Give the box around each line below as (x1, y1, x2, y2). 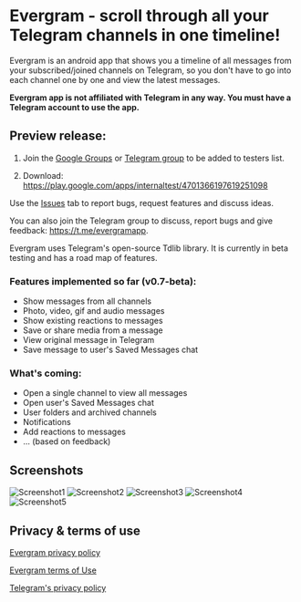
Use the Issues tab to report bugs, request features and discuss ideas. (9, 197, 274, 208)
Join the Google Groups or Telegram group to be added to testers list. (22, 152, 285, 163)
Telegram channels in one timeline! (9, 25, 281, 46)
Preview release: (9, 129, 107, 144)
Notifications (22, 417, 71, 428)
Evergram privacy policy (9, 546, 101, 557)
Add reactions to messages (22, 426, 126, 438)
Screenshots (9, 462, 84, 478)
